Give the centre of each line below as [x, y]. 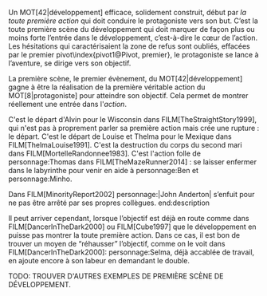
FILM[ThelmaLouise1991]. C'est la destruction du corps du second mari [125, 145]
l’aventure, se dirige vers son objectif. [70, 63]
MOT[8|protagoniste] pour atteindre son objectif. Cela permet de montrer [128, 95]
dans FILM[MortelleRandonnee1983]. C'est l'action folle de [105, 153]
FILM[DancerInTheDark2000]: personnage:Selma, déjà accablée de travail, [132, 252]
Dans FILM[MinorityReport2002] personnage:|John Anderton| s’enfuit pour [132, 194]
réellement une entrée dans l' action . [68, 104]
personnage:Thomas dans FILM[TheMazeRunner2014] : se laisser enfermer [133, 162]
